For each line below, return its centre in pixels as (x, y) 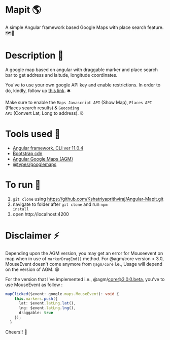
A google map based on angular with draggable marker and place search (82, 70)
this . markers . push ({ (36, 299)
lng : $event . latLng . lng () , (47, 308)
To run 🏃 (23, 185)
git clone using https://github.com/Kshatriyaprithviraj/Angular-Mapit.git (88, 199)
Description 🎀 (35, 56)
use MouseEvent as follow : (34, 285)
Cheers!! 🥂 (16, 332)
